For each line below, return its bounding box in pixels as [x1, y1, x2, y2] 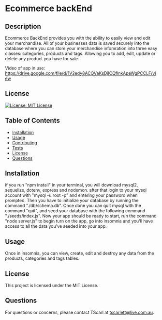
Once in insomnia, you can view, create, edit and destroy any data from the [5, 251, 155, 256]
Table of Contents [5, 117, 60, 125]
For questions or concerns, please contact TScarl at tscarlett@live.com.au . [5, 309, 154, 315]
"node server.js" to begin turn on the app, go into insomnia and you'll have [5, 218, 153, 224]
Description [5, 22, 41, 31]
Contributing [12, 139, 37, 146]
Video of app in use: [5, 65, 45, 71]
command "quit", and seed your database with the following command [5, 208, 146, 214]
